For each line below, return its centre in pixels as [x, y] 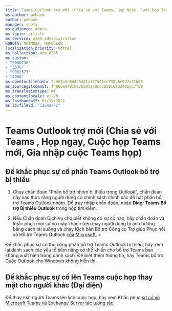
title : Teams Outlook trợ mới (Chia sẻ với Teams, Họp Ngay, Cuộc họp [82, 10]
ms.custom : [17, 58]
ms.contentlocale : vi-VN [32, 96]
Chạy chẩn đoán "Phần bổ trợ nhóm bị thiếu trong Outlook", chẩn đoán [87, 192]
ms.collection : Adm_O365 [32, 53]
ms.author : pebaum [25, 15]
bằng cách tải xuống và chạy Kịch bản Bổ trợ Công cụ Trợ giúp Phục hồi [89, 229]
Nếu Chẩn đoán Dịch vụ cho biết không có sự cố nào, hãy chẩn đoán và [89, 218]
